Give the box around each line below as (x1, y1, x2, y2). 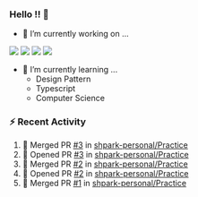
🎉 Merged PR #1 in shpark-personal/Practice (22, 177, 186, 188)
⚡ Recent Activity (9, 116, 87, 128)
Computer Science (35, 93, 106, 104)
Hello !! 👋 (9, 8, 49, 21)
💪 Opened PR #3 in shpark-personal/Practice (22, 149, 190, 159)
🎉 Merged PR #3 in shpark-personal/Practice (22, 139, 188, 150)
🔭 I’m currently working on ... (22, 29, 129, 39)
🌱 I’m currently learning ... (22, 64, 118, 75)
